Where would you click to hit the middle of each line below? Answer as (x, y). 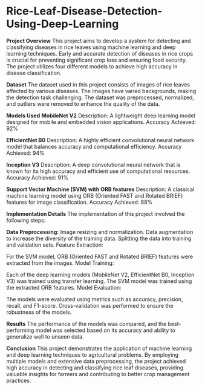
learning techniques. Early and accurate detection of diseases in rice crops (100, 53)
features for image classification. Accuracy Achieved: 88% (80, 202)
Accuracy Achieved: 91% (37, 177)
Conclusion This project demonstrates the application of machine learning (99, 348)
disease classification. (34, 73)
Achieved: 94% (25, 153)
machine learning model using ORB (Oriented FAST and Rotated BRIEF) (95, 195)
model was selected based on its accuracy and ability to (105, 330)
